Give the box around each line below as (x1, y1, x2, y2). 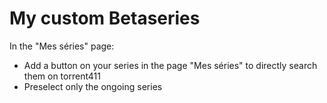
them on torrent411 (23, 70, 101, 82)
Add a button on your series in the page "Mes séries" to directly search (23, 59, 318, 71)
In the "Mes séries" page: (9, 40, 115, 52)
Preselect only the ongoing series (23, 80, 163, 92)
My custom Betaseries (9, 7, 201, 30)
